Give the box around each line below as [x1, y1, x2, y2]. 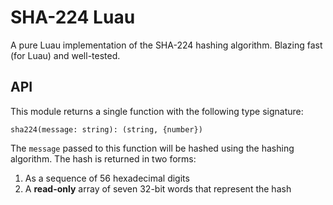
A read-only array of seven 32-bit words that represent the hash [24, 182, 292, 195]
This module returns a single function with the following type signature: [10, 105, 304, 117]
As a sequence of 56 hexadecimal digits [24, 172, 190, 184]
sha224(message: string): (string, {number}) [10, 124, 203, 135]
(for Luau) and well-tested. [10, 49, 121, 61]
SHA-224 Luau [10, 6, 136, 29]
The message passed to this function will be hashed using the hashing [10, 142, 295, 154]
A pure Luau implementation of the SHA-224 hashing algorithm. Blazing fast [10, 39, 323, 51]
